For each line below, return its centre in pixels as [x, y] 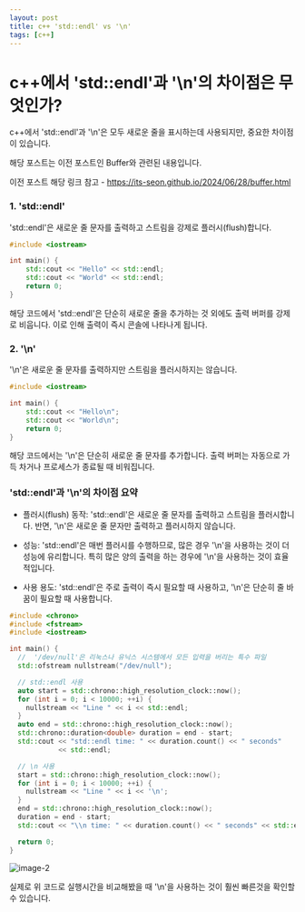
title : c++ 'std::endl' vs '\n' [70, 26]
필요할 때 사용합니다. [76, 598]
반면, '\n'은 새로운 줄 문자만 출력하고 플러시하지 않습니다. [135, 526]
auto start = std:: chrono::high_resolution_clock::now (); [130, 691]
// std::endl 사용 [50, 682]
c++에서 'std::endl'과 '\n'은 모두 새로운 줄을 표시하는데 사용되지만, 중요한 [140, 132]
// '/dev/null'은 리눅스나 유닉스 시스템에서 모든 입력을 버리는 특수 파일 [142, 657]
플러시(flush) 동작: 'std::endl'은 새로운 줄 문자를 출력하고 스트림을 [139, 514]
